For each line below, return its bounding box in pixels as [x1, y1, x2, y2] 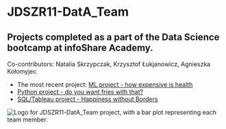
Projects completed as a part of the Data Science [7, 31, 220, 43]
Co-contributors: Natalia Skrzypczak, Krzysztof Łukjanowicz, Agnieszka [7, 60, 211, 68]
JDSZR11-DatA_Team [7, 4, 129, 20]
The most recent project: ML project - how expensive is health [16, 81, 193, 89]
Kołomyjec [7, 68, 37, 75]
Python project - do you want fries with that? [16, 88, 144, 96]
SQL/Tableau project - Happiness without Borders [16, 95, 158, 103]
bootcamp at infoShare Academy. [7, 42, 153, 53]
